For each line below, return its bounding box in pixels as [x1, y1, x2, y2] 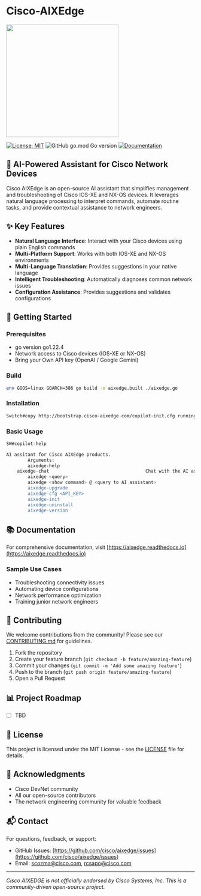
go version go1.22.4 [14, 344, 64, 351]
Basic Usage [6, 427, 44, 435]
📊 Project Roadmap [6, 692, 82, 703]
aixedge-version [28, 507, 68, 513]
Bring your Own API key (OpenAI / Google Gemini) [14, 356, 139, 364]
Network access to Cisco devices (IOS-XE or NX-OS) [14, 350, 146, 357]
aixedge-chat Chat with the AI [17, 468, 188, 474]
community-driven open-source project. [6, 883, 105, 890]
